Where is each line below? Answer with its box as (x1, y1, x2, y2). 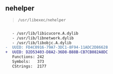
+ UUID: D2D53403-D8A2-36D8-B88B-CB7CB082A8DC (5, 50, 108, 55)
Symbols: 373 (12, 59, 44, 64)
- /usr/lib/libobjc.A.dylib (12, 40, 72, 45)
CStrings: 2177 (12, 63, 47, 69)
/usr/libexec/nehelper (17, 17, 66, 22)
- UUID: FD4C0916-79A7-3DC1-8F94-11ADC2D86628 (5, 45, 108, 50)
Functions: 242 (12, 54, 44, 60)
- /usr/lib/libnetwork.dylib (12, 35, 74, 41)
